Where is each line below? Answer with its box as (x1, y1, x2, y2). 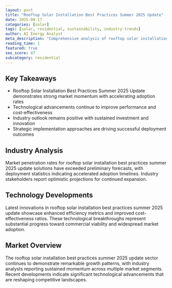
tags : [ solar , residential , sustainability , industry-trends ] (5, 27, 141, 32)
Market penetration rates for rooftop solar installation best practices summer (5, 160, 167, 166)
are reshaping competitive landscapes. (5, 276, 88, 282)
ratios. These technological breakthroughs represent (35, 215, 146, 221)
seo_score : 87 (5, 50, 36, 55)
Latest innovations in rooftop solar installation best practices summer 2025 (5, 204, 163, 211)
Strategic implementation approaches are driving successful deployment (12, 126, 166, 132)
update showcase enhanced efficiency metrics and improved (5, 210, 135, 216)
